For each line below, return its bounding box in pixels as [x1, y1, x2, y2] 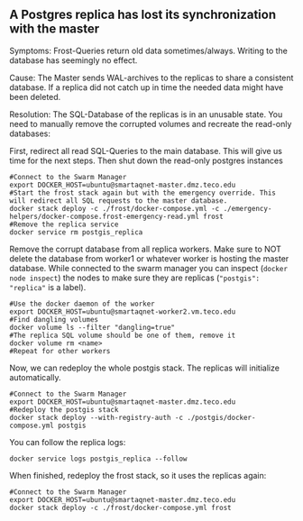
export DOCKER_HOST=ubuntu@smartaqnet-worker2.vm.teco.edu [9, 306, 236, 316]
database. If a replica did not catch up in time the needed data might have [9, 81, 284, 93]
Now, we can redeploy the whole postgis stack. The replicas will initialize [9, 362, 280, 373]
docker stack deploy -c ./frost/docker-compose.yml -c [9, 204, 220, 213]
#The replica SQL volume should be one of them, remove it [9, 331, 236, 340]
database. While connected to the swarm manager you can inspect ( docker [9, 262, 289, 273]
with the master [9, 22, 100, 37]
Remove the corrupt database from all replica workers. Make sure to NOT [9, 243, 282, 254]
